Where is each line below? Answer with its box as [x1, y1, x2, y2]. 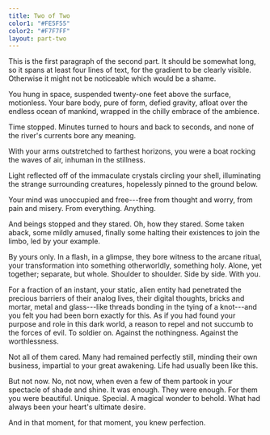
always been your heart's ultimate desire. [8, 402, 146, 412]
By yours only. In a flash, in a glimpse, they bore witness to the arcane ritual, [8, 252, 263, 262]
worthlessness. [8, 336, 59, 346]
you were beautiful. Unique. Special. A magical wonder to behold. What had [8, 394, 261, 403]
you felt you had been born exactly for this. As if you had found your [8, 310, 236, 320]
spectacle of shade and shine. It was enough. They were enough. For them [8, 385, 259, 395]
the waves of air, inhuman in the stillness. [8, 155, 146, 165]
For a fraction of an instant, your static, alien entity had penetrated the [8, 285, 243, 295]
